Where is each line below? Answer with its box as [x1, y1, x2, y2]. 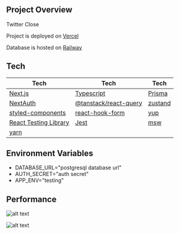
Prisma [148, 89, 168, 98]
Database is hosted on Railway [6, 44, 82, 51]
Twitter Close [6, 20, 39, 28]
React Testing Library [9, 118, 70, 126]
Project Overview [6, 5, 73, 15]
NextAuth [9, 99, 36, 107]
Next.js [9, 89, 29, 98]
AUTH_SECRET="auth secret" [14, 171, 89, 178]
